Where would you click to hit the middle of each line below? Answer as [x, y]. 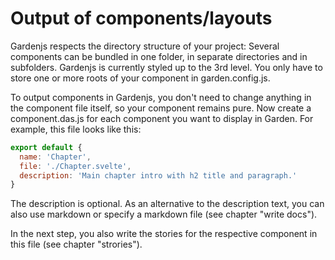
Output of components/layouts [141, 18]
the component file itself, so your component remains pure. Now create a [161, 108]
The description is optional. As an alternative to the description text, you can [167, 204]
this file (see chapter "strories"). [76, 244]
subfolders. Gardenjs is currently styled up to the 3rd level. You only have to [166, 67]
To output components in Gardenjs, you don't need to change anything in [161, 97]
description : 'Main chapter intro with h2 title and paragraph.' [158, 175]
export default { [46, 147]
